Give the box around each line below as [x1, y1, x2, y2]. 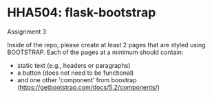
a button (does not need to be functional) [17, 69, 134, 77]
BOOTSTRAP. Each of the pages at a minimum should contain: [7, 48, 184, 56]
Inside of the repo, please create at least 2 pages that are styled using [7, 40, 206, 49]
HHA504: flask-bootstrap [7, 5, 156, 21]
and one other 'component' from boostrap [17, 75, 137, 84]
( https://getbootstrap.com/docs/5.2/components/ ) [17, 83, 160, 91]
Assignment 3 [7, 27, 47, 36]
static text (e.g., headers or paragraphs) [17, 61, 131, 69]
